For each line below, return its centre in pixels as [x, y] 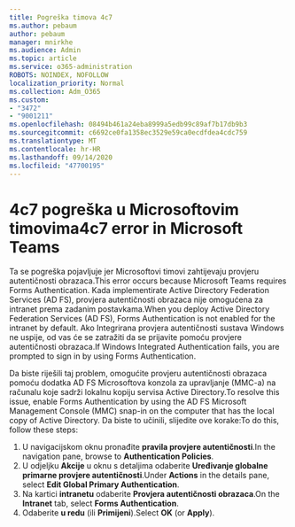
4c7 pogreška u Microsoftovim [124, 209]
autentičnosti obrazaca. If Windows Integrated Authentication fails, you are [144, 347]
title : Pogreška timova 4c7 [61, 17]
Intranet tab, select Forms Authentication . [100, 504]
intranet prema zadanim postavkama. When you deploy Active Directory [140, 309]
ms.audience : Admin [45, 50]
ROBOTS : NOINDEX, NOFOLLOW [59, 75]
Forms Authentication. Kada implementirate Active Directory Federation [140, 291]
